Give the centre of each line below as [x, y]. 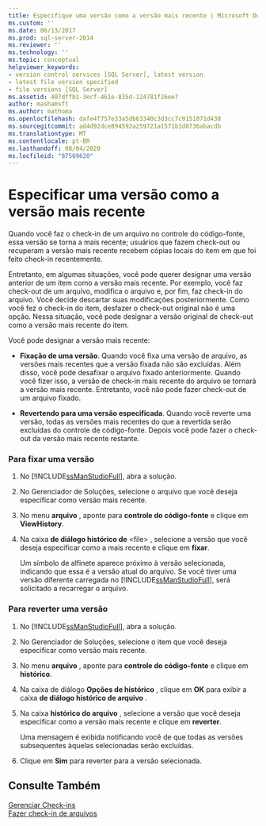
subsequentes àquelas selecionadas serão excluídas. [106, 745]
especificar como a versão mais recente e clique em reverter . [120, 721]
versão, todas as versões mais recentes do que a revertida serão [125, 422]
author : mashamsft [38, 104]
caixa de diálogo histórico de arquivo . [84, 697]
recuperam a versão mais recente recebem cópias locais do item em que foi [132, 251]
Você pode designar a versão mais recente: [79, 340]
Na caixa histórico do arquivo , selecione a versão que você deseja [130, 713]
